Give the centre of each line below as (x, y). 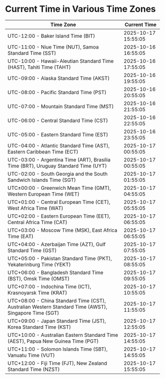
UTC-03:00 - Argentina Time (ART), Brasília (59, 159)
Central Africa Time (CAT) (38, 222)
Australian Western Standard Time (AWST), (57, 306)
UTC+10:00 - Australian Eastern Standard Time (63, 335)
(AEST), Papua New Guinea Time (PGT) (53, 341)
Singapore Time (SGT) (33, 313)
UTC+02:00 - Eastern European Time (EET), (59, 216)
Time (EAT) (20, 236)
